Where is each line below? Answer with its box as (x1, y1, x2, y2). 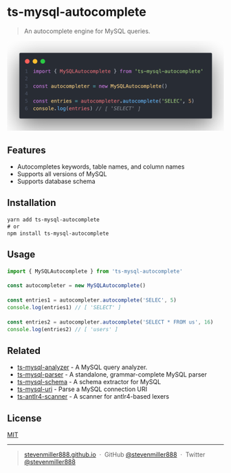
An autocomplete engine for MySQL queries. (23, 27, 151, 35)
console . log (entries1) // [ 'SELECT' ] (7, 304, 122, 311)
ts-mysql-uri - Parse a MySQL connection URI (16, 385, 148, 393)
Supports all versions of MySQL (16, 169, 107, 178)
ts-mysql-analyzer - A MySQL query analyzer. (16, 363, 148, 372)
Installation (7, 197, 56, 209)
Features (7, 144, 46, 156)
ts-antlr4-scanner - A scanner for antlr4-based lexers (16, 392, 170, 401)
